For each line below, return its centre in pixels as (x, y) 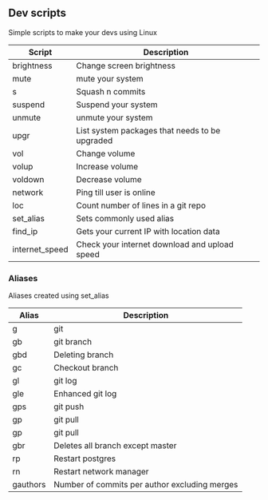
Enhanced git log (85, 394)
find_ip (25, 231)
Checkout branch (86, 368)
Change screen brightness (126, 65)
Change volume (106, 153)
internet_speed (41, 249)
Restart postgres (85, 458)
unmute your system (114, 117)
